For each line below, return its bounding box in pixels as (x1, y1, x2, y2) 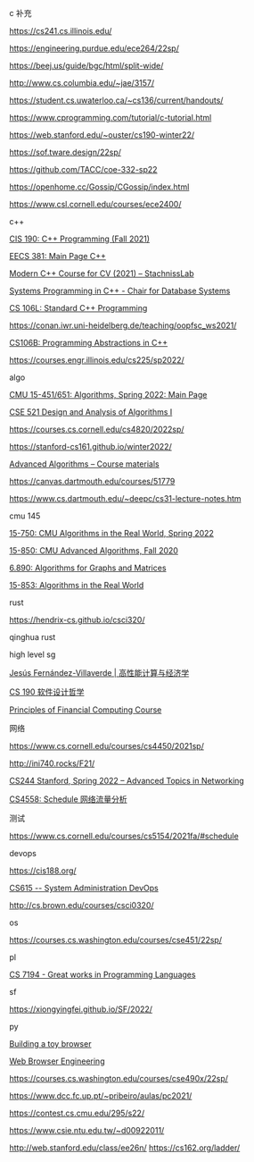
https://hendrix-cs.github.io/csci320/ (9, 615, 145, 625)
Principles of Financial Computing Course (9, 704, 162, 715)
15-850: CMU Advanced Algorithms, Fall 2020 (9, 545, 178, 556)
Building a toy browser (9, 1039, 92, 1048)
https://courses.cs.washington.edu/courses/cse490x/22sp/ (9, 1074, 229, 1083)
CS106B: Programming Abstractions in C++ (9, 338, 168, 348)
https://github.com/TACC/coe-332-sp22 (9, 164, 158, 174)
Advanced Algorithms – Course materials (9, 459, 160, 469)
